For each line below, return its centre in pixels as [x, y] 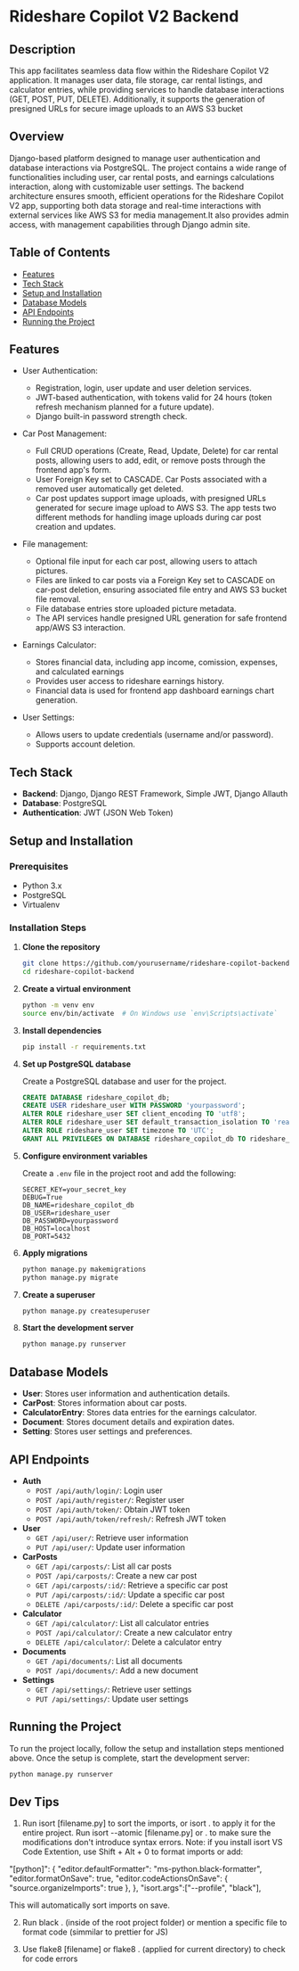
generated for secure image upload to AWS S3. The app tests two [156, 508]
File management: [55, 544]
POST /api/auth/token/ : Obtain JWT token [113, 1509]
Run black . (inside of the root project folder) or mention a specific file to [154, 1923]
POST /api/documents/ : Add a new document [117, 1670]
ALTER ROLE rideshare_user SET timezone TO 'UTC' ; [118, 1131]
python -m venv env [58, 1005]
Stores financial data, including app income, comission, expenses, [157, 663]
